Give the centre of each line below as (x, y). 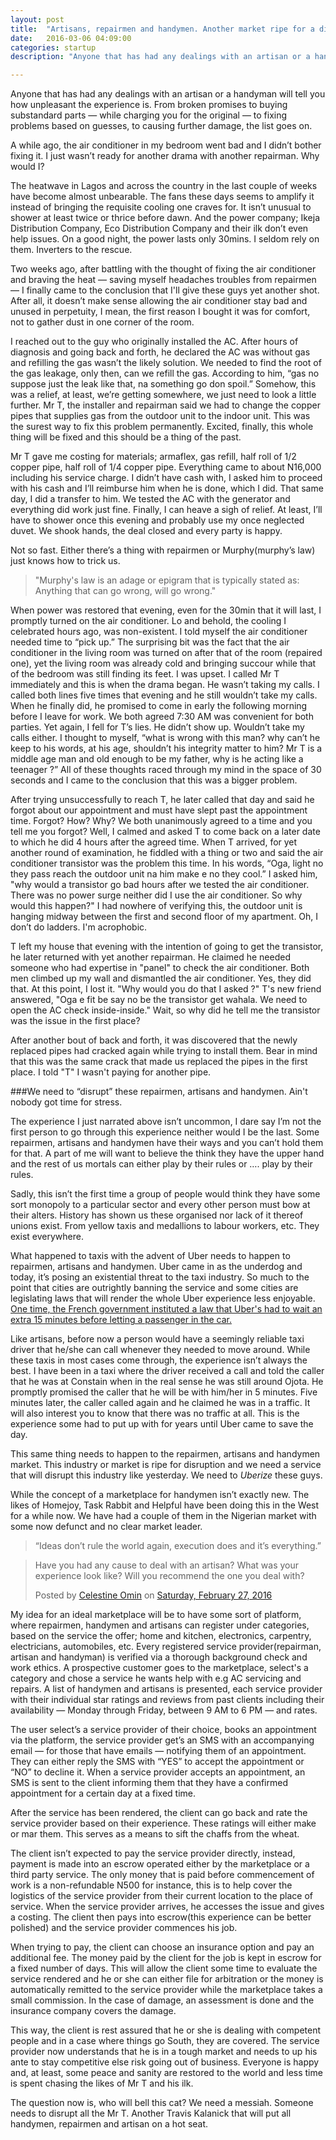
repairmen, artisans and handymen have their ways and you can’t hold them (167, 1143)
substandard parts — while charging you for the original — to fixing (149, 115)
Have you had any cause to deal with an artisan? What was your (167, 1565)
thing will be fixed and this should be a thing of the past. (126, 437)
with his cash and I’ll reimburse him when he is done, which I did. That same (167, 488)
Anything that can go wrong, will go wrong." (125, 591)
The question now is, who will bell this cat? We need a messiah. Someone (162, 2103)
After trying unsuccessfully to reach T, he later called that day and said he (162, 800)
